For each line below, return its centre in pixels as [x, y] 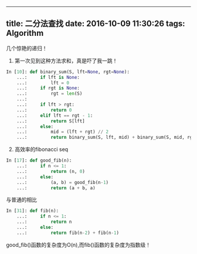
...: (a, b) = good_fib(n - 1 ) [63, 182]
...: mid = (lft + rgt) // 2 [63, 132]
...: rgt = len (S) [50, 94]
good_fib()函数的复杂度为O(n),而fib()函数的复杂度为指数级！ [79, 245]
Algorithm [25, 33]
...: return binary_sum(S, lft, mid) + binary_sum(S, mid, [101, 138]
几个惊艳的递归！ [27, 48]
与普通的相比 [21, 200]
